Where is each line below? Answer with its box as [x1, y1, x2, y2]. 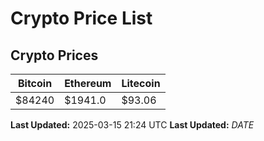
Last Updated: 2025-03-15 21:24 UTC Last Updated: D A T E [10, 119, 255, 131]
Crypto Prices [10, 47, 99, 64]
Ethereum [64, 77, 112, 90]
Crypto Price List [10, 7, 153, 30]
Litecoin [121, 77, 161, 90]
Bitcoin [17, 77, 53, 90]
